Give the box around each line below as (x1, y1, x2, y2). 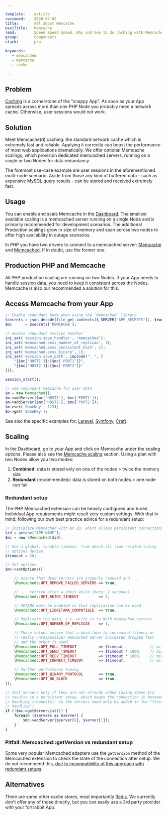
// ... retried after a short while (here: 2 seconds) (14, 589, 130, 594)
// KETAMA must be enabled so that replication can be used (14, 603, 141, 608)
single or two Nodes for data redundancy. (5, 158, 90, 163)
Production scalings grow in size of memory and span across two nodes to (5, 227, 158, 233)
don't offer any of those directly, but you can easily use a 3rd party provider (5, 799, 161, 805)
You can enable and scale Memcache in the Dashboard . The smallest (5, 211, 147, 217)
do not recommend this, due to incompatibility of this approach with (5, 760, 144, 767)
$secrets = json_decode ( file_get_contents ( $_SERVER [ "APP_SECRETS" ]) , (5, 317, 153, 323)
